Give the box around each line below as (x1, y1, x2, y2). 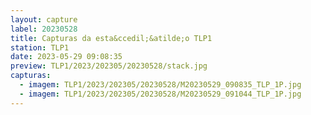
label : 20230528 (10, 24, 78, 34)
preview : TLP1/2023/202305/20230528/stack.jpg (10, 61, 208, 71)
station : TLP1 (10, 42, 70, 53)
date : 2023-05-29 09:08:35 (10, 52, 123, 62)
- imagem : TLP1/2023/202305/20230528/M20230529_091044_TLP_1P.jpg (19, 89, 302, 99)
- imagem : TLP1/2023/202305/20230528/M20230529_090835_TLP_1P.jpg (19, 80, 302, 90)
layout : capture (10, 14, 78, 25)
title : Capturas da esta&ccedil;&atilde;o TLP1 (10, 33, 213, 43)
